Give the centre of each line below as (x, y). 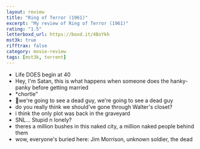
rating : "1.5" (24, 29)
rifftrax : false (27, 46)
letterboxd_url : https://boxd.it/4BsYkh (58, 35)
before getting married (61, 87)
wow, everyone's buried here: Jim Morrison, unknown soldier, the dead (104, 139)
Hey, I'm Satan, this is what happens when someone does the (92, 81)
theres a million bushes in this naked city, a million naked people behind (105, 126)
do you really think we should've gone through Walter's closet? (94, 106)
